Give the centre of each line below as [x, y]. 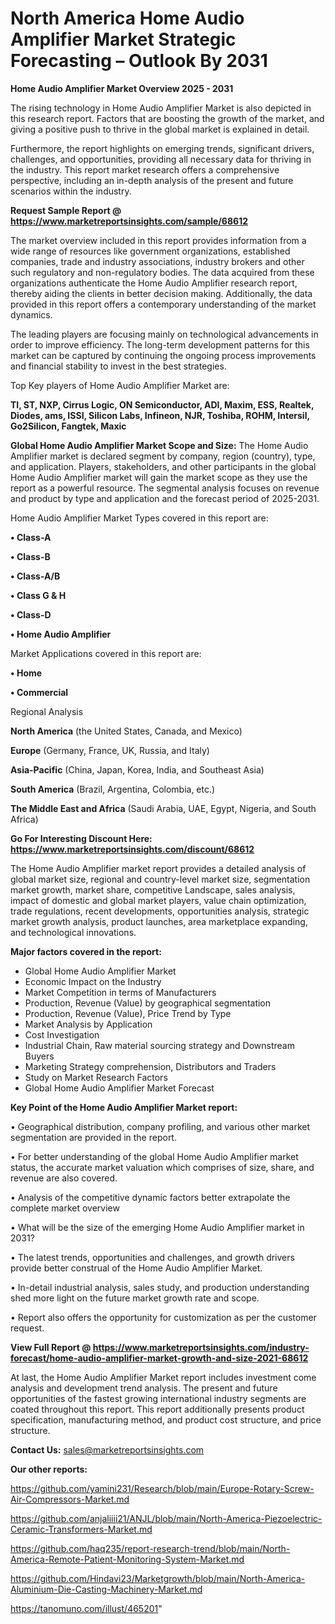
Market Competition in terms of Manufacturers [120, 992]
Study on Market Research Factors [96, 1077]
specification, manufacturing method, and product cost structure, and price [166, 1419]
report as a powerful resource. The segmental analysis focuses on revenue [165, 488]
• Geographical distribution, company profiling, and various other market [160, 1126]
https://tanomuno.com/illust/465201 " [86, 1608]
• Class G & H [38, 595]
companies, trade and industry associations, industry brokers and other [157, 261]
